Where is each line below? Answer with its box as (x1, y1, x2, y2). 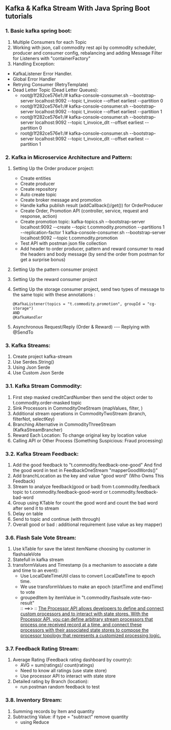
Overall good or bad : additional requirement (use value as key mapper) (12, 521, 163, 527)
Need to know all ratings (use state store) (20, 668, 107, 674)
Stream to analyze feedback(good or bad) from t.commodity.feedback (12, 483, 160, 489)
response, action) (20, 213, 58, 219)
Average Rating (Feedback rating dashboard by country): (12, 657, 132, 663)
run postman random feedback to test (20, 684, 100, 690)
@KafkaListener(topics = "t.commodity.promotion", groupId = (12, 301, 146, 307)
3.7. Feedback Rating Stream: (5, 645, 79, 652)
